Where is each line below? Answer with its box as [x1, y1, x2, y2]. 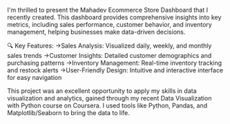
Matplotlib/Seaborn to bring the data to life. [7, 109, 130, 116]
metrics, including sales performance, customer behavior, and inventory [7, 21, 212, 28]
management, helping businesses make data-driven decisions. [7, 28, 186, 36]
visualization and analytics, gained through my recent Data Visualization [7, 94, 212, 102]
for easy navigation [7, 74, 62, 81]
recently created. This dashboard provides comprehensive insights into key [7, 13, 222, 21]
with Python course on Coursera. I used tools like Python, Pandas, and [7, 101, 208, 110]
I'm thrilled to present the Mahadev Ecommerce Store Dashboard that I [7, 6, 209, 14]
